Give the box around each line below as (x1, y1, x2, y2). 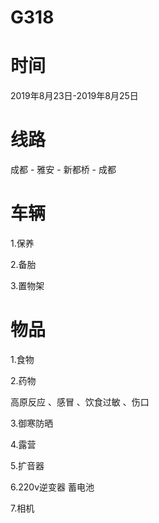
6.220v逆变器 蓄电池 (10, 481, 95, 493)
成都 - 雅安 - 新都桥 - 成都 (10, 164, 117, 176)
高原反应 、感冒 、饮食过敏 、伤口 (10, 396, 150, 408)
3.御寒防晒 (10, 417, 54, 429)
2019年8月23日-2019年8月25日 (10, 90, 139, 102)
